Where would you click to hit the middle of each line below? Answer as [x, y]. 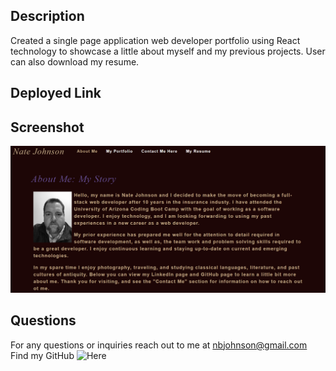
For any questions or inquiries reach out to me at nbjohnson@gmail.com [159, 345]
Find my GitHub [42, 355]
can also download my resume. [75, 61]
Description [47, 16]
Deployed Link [56, 93]
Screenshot [47, 127]
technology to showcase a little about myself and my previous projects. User [168, 51]
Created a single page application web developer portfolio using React [155, 40]
